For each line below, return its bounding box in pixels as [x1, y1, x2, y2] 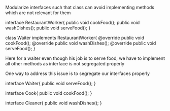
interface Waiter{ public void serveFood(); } [5, 81, 96, 86]
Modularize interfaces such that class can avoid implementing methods [5, 5, 155, 10]
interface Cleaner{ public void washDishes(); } [5, 100, 103, 106]
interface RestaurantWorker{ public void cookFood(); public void [5, 20, 140, 25]
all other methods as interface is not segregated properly [5, 61, 125, 66]
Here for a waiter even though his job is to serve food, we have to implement [5, 55, 165, 61]
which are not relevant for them [5, 10, 71, 16]
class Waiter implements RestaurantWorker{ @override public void [5, 35, 145, 41]
